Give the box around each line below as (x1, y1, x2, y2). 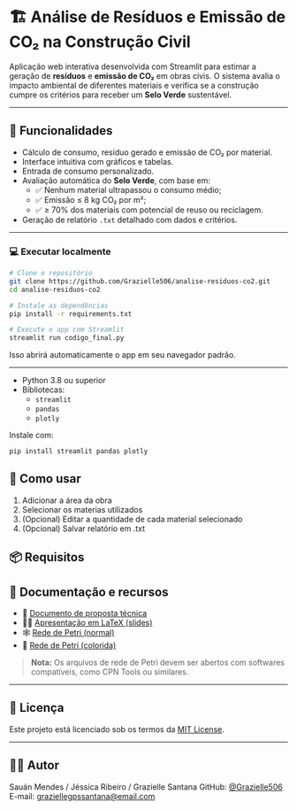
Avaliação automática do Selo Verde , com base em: (21, 174, 210, 186)
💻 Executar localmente (9, 245, 112, 258)
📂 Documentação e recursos (9, 584, 169, 599)
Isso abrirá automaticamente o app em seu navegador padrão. (9, 350, 236, 360)
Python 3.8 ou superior (21, 375, 106, 386)
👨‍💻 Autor (9, 758, 60, 773)
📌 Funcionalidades (9, 123, 113, 138)
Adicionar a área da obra (21, 495, 112, 505)
